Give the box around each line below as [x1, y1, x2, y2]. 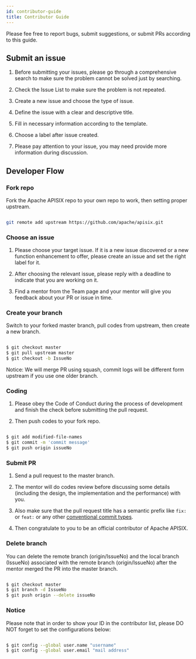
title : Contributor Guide [6, 14, 69, 20]
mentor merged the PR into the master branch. [6, 565, 118, 572]
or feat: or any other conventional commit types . [14, 513, 133, 520]
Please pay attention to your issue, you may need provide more [14, 143, 167, 150]
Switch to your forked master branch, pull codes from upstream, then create [6, 322, 190, 329]
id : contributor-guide [6, 8, 61, 15]
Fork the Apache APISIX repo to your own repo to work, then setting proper [6, 197, 188, 203]
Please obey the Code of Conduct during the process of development [14, 400, 183, 407]
